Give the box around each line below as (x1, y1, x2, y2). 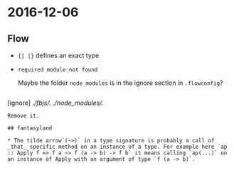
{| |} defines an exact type (17, 51, 100, 59)
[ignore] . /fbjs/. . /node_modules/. (7, 98, 105, 107)
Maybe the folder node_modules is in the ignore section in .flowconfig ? (17, 79, 223, 87)
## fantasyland (7, 125, 53, 132)
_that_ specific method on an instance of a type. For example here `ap (7, 143, 228, 150)
